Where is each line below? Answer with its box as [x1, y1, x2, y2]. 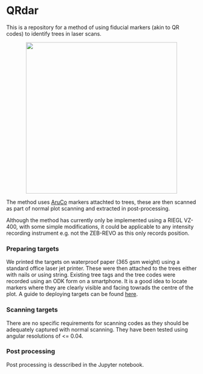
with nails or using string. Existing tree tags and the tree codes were [6, 271, 176, 278]
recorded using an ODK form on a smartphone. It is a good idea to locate [6, 278, 187, 285]
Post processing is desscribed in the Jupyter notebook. [6, 361, 144, 368]
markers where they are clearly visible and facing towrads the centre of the [6, 284, 194, 291]
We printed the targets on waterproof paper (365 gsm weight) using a [6, 258, 180, 266]
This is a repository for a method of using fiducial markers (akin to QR [6, 24, 179, 31]
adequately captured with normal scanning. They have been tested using [6, 326, 188, 333]
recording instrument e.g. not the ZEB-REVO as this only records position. [6, 229, 190, 237]
